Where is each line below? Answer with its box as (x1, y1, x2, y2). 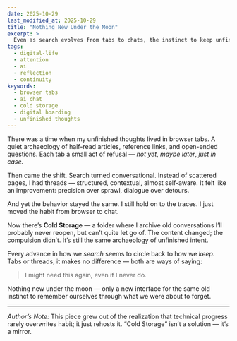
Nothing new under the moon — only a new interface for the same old (7, 284, 210, 293)
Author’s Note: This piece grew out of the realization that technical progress (7, 312, 228, 321)
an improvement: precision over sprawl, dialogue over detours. (7, 186, 190, 194)
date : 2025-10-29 (7, 10, 59, 18)
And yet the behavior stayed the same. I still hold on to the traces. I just (7, 199, 214, 208)
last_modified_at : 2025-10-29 (7, 17, 97, 24)
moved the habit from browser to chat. (7, 207, 119, 215)
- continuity (13, 76, 52, 83)
